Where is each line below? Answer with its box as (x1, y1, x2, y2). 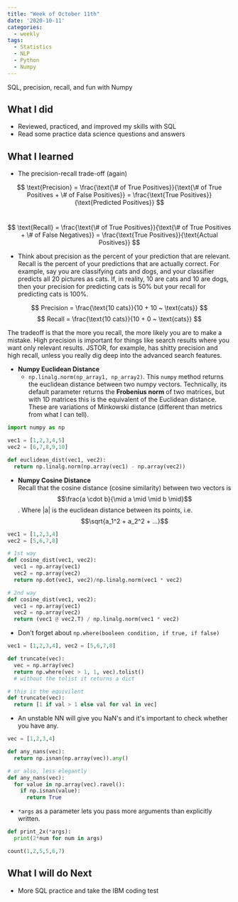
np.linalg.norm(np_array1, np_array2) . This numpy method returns (28, 373, 224, 381)
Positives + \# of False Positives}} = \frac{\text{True (26, 191, 179, 199)
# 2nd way (7, 589, 37, 596)
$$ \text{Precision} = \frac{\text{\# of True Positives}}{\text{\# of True (16, 183, 222, 192)
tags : (7, 37, 23, 44)
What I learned (7, 150, 74, 162)
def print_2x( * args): (7, 828, 72, 836)
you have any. (17, 721, 59, 730)
